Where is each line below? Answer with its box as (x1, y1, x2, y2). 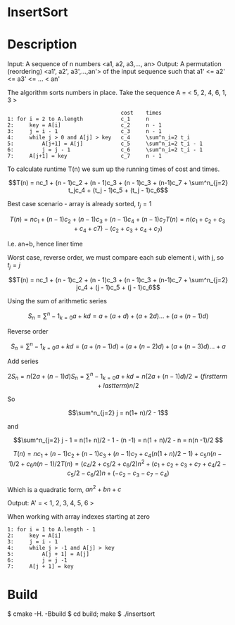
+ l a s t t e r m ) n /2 (97, 381, 139, 389)
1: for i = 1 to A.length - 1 (7, 526, 96, 534)
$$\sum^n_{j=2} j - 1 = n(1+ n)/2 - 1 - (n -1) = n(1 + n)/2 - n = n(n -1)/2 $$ (13, 436, 224, 444)
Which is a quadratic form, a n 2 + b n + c (7, 484, 122, 493)
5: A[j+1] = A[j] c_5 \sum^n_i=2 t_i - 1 (7, 140, 203, 148)
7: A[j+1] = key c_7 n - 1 (7, 153, 162, 160)
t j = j (7, 260, 21, 271)
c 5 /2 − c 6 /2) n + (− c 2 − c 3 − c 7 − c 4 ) (66, 469, 170, 479)
